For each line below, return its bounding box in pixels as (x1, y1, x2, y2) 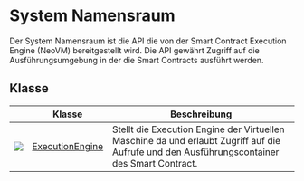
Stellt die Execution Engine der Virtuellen (111, 123, 285, 136)
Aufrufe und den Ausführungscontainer (111, 146, 280, 158)
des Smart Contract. (111, 157, 198, 169)
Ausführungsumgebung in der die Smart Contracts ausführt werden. (9, 54, 264, 65)
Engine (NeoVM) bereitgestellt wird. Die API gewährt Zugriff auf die (9, 44, 260, 55)
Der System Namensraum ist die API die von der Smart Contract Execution (9, 35, 287, 46)
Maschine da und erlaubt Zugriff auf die (111, 134, 280, 147)
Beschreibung (170, 108, 233, 120)
